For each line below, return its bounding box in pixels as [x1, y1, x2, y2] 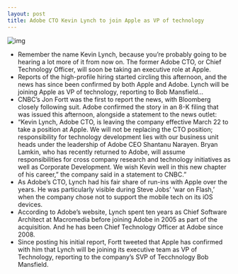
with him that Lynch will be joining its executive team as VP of [17, 245, 198, 254]
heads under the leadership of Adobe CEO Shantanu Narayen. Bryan [17, 140, 218, 148]
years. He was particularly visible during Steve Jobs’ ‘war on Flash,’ [17, 185, 215, 193]
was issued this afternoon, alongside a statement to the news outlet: [17, 110, 217, 119]
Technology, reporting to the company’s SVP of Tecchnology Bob [17, 252, 209, 261]
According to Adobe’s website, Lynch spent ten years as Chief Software [17, 208, 227, 216]
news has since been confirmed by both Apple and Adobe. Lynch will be [17, 80, 229, 88]
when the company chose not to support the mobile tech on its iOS [17, 192, 214, 201]
